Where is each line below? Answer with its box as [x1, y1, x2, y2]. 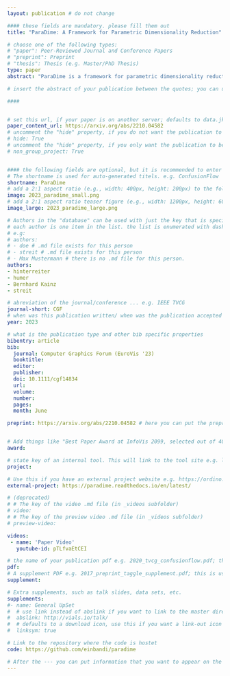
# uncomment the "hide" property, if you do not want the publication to [7, 129, 222, 136]
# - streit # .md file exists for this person [7, 249, 142, 256]
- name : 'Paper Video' [10, 539, 75, 546]
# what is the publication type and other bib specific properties [7, 330, 204, 338]
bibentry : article [7, 337, 60, 344]
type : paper [7, 67, 41, 73]
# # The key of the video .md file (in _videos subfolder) [7, 501, 179, 508]
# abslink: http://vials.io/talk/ [7, 614, 109, 621]
